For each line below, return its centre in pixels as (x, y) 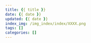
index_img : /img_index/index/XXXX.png (45, 23)
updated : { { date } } (27, 19)
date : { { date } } (23, 14)
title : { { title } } (25, 10)
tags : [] (14, 28)
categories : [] (21, 33)
